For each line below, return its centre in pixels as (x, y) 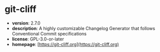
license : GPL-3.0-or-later (38, 39)
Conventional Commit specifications (49, 33)
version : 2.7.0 (26, 23)
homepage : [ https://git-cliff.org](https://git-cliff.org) (65, 44)
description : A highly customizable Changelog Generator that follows (83, 28)
